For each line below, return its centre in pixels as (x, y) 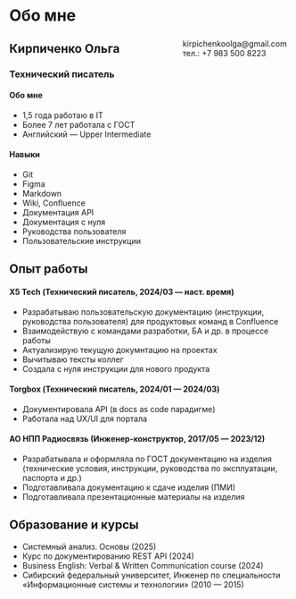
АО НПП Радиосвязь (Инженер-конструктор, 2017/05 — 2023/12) (137, 439)
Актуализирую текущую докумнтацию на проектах (119, 350)
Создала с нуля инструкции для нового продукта (116, 368)
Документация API (58, 212)
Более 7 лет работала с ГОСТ (78, 124)
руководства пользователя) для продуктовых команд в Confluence (150, 321)
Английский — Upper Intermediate (86, 134)
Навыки (25, 155)
